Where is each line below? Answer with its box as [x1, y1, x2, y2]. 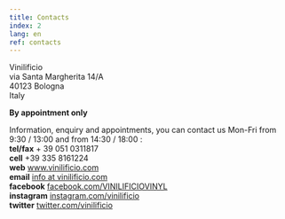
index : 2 [9, 21, 42, 30]
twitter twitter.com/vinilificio [9, 200, 114, 211]
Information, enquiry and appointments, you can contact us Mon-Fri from [9, 125, 277, 136]
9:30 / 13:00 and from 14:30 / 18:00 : [9, 134, 143, 145]
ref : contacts [9, 37, 62, 47]
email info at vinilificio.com [9, 172, 108, 183]
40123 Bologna [9, 81, 65, 91]
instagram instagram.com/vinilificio [9, 191, 140, 201]
